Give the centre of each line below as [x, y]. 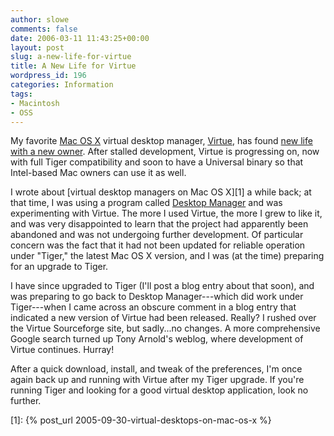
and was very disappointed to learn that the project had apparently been [159, 224]
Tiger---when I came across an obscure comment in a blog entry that [153, 307]
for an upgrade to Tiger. [59, 267]
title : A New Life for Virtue [73, 66]
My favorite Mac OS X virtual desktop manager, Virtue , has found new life [161, 141]
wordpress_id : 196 [48, 76]
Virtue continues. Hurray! [62, 350]
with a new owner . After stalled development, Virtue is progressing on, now [165, 152]
